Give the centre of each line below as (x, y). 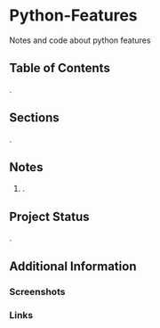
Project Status (50, 216)
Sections (34, 118)
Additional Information (73, 266)
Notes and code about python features (80, 40)
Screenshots (37, 291)
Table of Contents (60, 68)
